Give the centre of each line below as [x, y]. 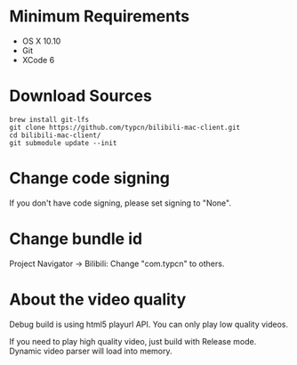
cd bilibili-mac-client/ [55, 135]
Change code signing [90, 178]
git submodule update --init [63, 143]
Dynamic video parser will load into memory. [91, 351]
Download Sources [81, 96]
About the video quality [98, 299]
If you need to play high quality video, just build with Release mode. [133, 341]
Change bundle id [76, 239]
